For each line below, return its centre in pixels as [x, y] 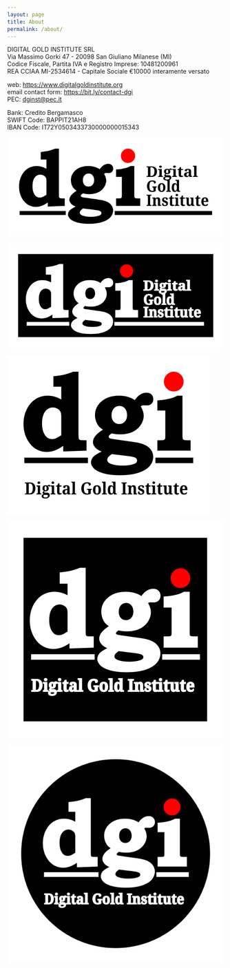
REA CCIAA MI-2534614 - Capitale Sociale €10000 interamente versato [108, 72]
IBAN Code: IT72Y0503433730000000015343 [73, 127]
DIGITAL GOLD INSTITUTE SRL [51, 50]
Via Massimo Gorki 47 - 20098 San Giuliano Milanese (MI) [90, 57]
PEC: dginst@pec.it [34, 99]
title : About [26, 22]
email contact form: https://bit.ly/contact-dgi [70, 92]
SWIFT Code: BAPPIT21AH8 [47, 120]
